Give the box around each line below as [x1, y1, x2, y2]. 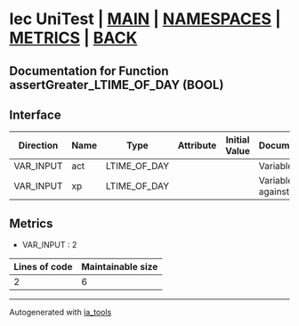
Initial [225, 134, 250, 146]
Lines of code [13, 261, 73, 273]
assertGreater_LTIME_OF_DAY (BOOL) [9, 77, 224, 93]
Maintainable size [81, 261, 158, 273]
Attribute [177, 139, 217, 151]
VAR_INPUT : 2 [21, 240, 77, 250]
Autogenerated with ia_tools [9, 307, 112, 318]
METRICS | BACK [9, 28, 138, 48]
